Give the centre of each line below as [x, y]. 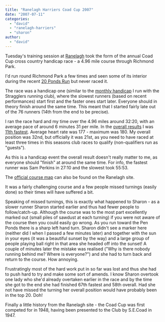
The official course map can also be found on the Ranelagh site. [70, 177]
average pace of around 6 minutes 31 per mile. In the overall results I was [79, 126]
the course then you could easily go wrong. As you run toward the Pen [77, 222]
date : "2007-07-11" [25, 14]
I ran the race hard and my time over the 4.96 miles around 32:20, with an [80, 121]
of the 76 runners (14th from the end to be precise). [57, 112]
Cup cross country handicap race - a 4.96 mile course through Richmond [80, 61]
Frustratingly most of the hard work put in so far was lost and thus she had [81, 269]
